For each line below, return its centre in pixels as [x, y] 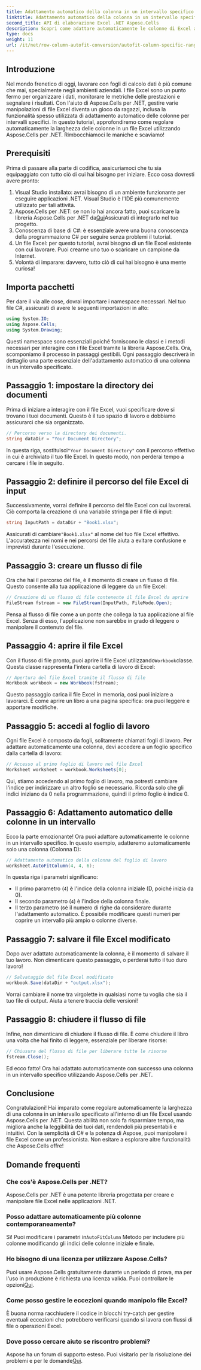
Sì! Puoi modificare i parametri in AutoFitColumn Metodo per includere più [95, 1237]
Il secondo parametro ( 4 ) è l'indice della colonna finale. [83, 902]
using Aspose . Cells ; [32, 325]
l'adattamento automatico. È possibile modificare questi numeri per [98, 914]
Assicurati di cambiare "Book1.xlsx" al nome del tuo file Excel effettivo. [93, 534]
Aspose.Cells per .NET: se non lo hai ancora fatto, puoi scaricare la [97, 211]
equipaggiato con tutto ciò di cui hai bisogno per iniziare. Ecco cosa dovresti [100, 174]
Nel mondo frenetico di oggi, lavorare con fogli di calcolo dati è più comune [99, 84]
